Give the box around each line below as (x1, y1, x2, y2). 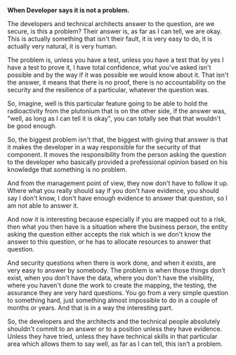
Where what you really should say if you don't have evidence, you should (7, 187, 219, 194)
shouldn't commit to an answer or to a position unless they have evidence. (7, 325, 223, 333)
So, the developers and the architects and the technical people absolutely (7, 317, 221, 325)
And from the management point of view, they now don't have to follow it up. (7, 179, 229, 187)
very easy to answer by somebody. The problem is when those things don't (7, 266, 226, 274)
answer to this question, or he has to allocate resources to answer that (7, 237, 211, 246)
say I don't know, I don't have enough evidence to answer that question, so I (7, 194, 228, 202)
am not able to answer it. (7, 201, 79, 210)
